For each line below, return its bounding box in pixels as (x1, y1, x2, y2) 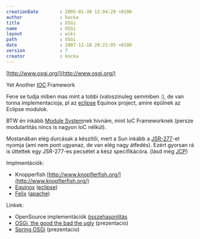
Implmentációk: (6, 159, 44, 166)
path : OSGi (6, 36, 76, 42)
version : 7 (6, 48, 68, 54)
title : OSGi (6, 20, 76, 26)
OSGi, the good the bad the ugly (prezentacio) (14, 219, 129, 226)
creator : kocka (6, 53, 79, 59)
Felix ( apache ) (14, 189, 50, 197)
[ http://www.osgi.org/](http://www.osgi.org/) (6, 69, 116, 76)
